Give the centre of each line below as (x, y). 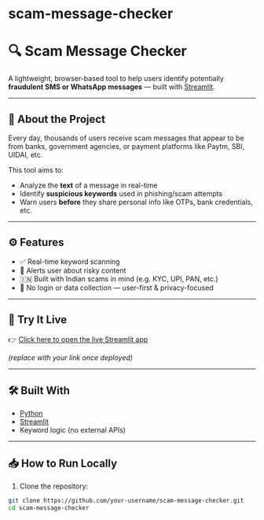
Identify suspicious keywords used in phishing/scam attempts (121, 193)
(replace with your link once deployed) (71, 357)
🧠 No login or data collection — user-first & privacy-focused (116, 288)
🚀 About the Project (57, 119)
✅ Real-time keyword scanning (70, 262)
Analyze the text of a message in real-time (89, 185)
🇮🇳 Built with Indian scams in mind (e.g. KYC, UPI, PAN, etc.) (119, 279)
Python (31, 414)
